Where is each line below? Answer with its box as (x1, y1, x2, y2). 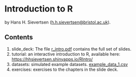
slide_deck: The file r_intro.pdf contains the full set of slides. (11, 46, 132, 51)
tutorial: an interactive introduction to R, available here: (11, 51, 121, 57)
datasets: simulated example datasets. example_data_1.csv (11, 61, 128, 67)
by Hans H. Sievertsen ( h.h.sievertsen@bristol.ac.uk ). (4, 19, 111, 25)
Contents (4, 33, 33, 41)
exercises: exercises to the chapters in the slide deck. (11, 66, 119, 72)
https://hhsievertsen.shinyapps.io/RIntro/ (11, 56, 93, 62)
